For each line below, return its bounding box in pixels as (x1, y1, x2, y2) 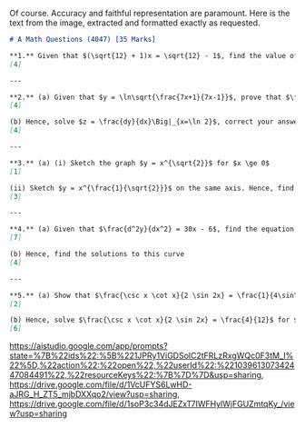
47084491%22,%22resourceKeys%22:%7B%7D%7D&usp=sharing (9, 370, 261, 381)
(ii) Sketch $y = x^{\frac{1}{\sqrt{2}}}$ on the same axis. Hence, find (9, 184, 295, 193)
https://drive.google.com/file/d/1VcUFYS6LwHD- (9, 379, 192, 390)
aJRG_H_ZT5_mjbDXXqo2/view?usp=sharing (9, 389, 178, 400)
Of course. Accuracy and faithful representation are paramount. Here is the (9, 8, 290, 18)
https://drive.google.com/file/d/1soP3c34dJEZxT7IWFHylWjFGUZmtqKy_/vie (9, 399, 295, 410)
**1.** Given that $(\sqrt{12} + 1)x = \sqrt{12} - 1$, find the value (9, 51, 286, 60)
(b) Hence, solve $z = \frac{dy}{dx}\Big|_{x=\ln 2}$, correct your (9, 117, 274, 126)
